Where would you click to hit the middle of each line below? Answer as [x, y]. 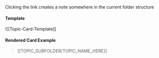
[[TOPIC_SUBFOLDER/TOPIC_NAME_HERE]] [62, 51]
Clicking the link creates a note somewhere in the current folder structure [80, 7]
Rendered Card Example [30, 40]
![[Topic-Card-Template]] [31, 29]
